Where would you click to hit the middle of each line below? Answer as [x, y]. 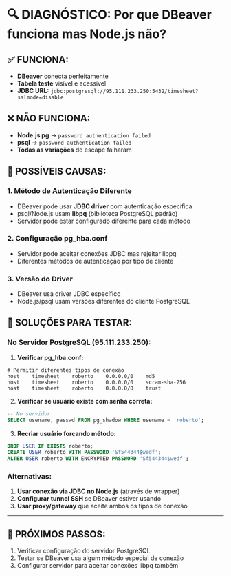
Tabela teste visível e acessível [62, 83]
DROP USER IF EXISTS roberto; [51, 446]
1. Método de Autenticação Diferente [69, 191]
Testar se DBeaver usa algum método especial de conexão [100, 558]
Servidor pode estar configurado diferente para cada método [104, 221]
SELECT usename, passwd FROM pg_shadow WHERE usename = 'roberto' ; [106, 420]
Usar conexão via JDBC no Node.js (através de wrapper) [98, 491]
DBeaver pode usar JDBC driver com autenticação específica [104, 206]
